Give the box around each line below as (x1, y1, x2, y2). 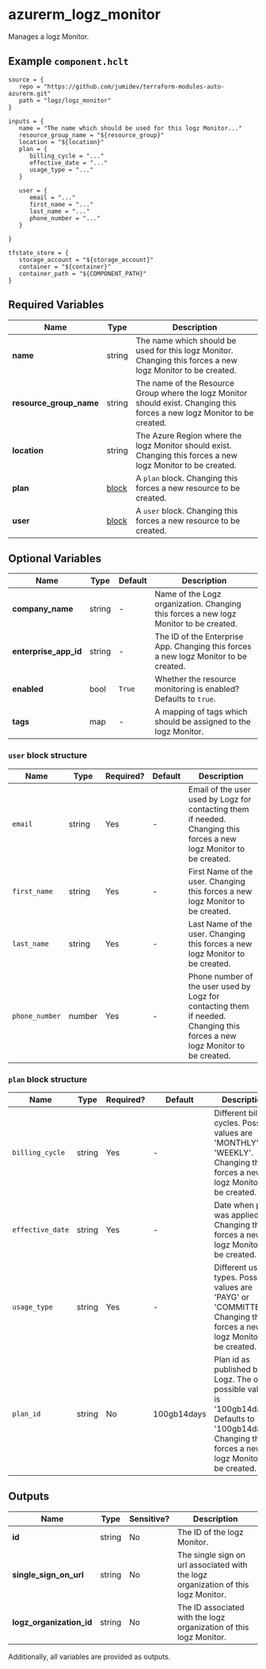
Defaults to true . (154, 694, 216, 705)
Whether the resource (154, 674, 237, 685)
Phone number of (188, 971, 253, 982)
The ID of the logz (177, 1526, 244, 1538)
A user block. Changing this (135, 505, 238, 516)
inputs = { (8, 117, 44, 125)
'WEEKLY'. (213, 1146, 253, 1158)
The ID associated (177, 1602, 245, 1613)
